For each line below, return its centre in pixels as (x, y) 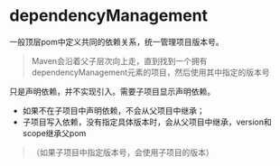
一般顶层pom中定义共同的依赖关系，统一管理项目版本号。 (117, 41)
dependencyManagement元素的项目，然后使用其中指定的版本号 (150, 72)
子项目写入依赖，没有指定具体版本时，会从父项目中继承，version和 (147, 122)
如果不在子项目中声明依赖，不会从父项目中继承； (113, 110)
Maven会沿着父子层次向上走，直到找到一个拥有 (119, 60)
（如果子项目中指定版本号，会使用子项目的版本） (122, 152)
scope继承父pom (54, 133)
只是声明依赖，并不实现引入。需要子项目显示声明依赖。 (112, 91)
